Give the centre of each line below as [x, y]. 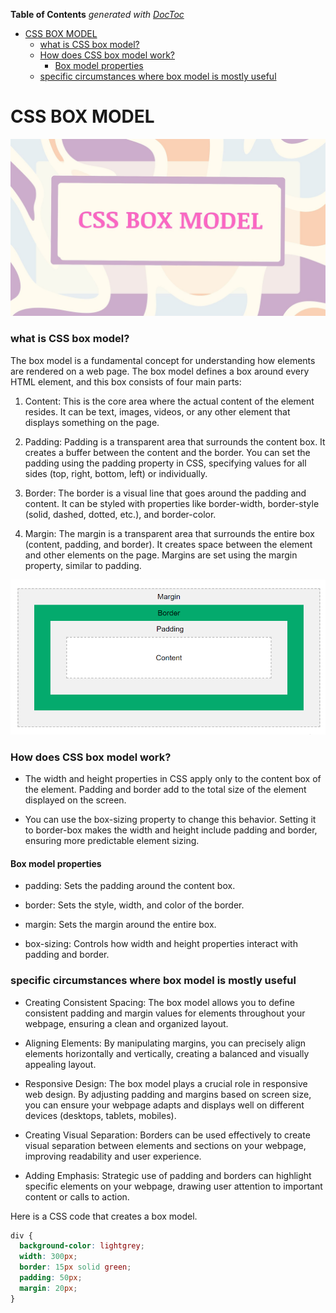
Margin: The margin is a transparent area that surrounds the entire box [169, 533]
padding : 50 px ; [51, 1278]
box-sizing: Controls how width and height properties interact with [161, 944]
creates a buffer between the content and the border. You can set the [167, 452]
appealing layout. [60, 1064]
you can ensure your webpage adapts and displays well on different [164, 1105]
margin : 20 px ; [48, 1288]
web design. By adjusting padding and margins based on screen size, [168, 1094]
